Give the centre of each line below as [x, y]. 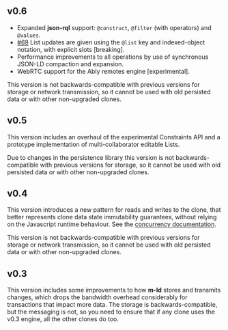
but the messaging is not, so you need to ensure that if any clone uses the [111, 312]
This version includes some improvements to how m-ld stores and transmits [114, 290]
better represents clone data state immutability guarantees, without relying [112, 217]
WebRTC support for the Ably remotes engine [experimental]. [103, 71]
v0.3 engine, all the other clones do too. [63, 319]
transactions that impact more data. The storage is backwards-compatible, [112, 305]
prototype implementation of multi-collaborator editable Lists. [94, 144]
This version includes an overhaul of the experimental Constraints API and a [114, 137]
